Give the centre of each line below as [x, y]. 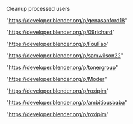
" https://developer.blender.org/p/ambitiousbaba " [67, 103]
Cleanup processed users [38, 9]
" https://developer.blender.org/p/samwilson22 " [65, 56]
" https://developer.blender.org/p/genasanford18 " [67, 20]
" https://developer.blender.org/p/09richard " [61, 32]
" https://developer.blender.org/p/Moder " [57, 79]
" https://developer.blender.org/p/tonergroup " [62, 67]
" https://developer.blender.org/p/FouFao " [58, 44]
